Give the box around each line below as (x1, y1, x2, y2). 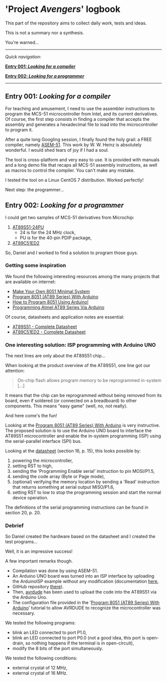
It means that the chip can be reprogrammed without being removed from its (5, 392, 162, 398)
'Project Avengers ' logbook (5, 3, 121, 15)
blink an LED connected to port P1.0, (12, 630, 87, 636)
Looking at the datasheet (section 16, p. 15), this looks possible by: (5, 448, 141, 454)
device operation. (12, 495, 49, 501)
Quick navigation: (5, 53, 41, 59)
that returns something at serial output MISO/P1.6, (12, 484, 115, 490)
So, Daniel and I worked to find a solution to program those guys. (5, 250, 138, 256)
